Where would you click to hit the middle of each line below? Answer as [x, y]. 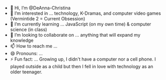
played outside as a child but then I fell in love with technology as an [82, 66]
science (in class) [29, 30]
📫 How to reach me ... [34, 46]
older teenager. [26, 72]
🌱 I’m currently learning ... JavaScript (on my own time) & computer [80, 24]
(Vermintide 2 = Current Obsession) [48, 19]
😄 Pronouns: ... [26, 53]
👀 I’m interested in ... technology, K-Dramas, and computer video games [86, 13]
